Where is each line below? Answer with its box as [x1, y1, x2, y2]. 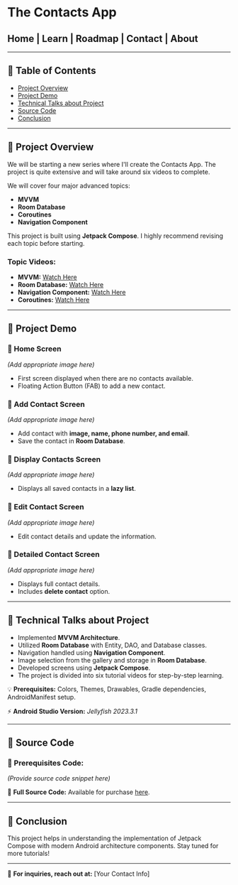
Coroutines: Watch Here [17, 295, 90, 304]
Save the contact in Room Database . [17, 436, 125, 445]
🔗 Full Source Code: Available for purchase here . [7, 788, 150, 796]
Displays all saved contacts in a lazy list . [17, 484, 137, 493]
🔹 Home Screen [7, 344, 62, 354]
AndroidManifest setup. [7, 693, 76, 701]
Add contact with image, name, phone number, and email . [17, 429, 190, 438]
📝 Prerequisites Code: [7, 758, 84, 768]
